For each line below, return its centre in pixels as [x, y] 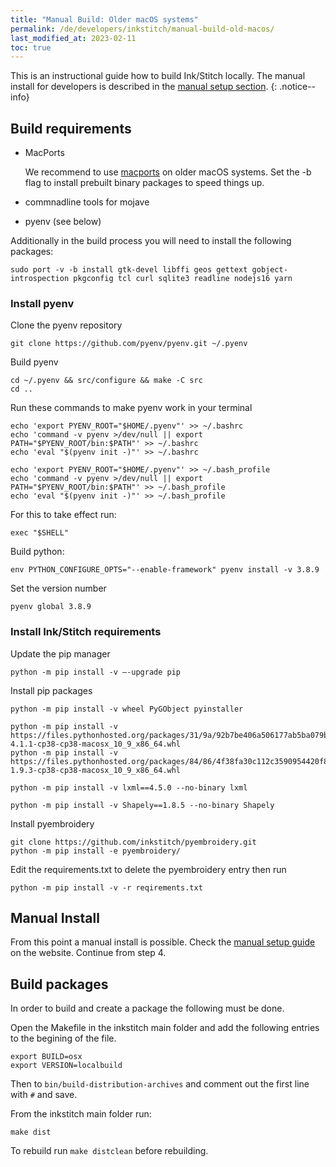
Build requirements [71, 128]
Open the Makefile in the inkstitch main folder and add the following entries [165, 1028]
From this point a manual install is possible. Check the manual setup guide [163, 942]
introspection [40, 279]
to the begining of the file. [63, 1038]
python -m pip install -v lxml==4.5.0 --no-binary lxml [129, 787]
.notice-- [298, 87]
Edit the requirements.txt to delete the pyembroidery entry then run [148, 869]
